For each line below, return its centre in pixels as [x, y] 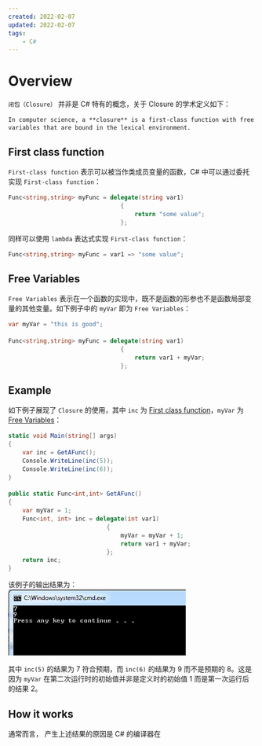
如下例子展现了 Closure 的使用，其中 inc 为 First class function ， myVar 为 [126, 410]
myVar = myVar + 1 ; [152, 535]
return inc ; [42, 560]
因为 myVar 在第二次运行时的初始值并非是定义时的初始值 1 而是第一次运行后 [129, 679]
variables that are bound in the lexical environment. [100, 128]
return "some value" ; [170, 214]
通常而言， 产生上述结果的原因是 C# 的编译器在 [84, 733]
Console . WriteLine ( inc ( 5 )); [68, 461]
